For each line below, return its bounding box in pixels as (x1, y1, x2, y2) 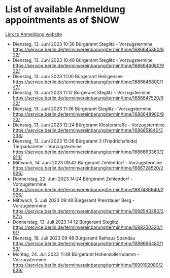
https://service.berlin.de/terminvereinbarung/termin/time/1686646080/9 (12, 62, 164, 68)
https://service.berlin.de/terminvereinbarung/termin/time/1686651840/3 (12, 127, 163, 133)
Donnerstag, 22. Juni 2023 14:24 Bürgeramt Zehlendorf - (12, 176, 133, 182)
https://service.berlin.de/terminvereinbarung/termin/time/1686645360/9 (12, 46, 164, 52)
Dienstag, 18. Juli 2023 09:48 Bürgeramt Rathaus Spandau (12, 235, 135, 241)
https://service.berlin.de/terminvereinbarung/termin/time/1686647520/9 (12, 95, 164, 101)
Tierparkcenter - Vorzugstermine (12, 143, 82, 149)
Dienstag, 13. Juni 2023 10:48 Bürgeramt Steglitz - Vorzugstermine (12, 57, 153, 63)
